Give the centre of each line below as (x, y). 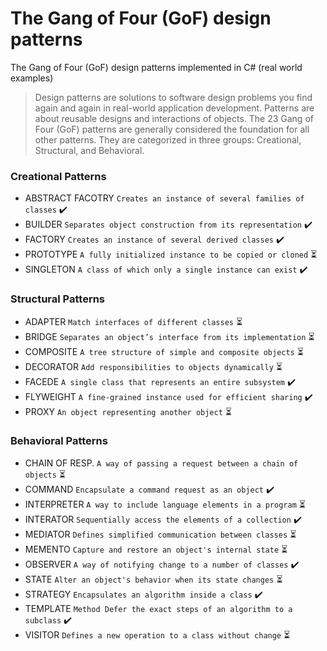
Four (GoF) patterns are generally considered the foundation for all (172, 129)
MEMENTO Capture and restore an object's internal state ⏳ (156, 549)
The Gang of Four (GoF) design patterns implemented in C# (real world (156, 67)
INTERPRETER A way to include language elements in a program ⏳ (165, 504)
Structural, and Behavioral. (89, 150)
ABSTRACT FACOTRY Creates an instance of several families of (164, 198)
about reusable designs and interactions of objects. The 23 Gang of (174, 118)
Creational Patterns (58, 176)
